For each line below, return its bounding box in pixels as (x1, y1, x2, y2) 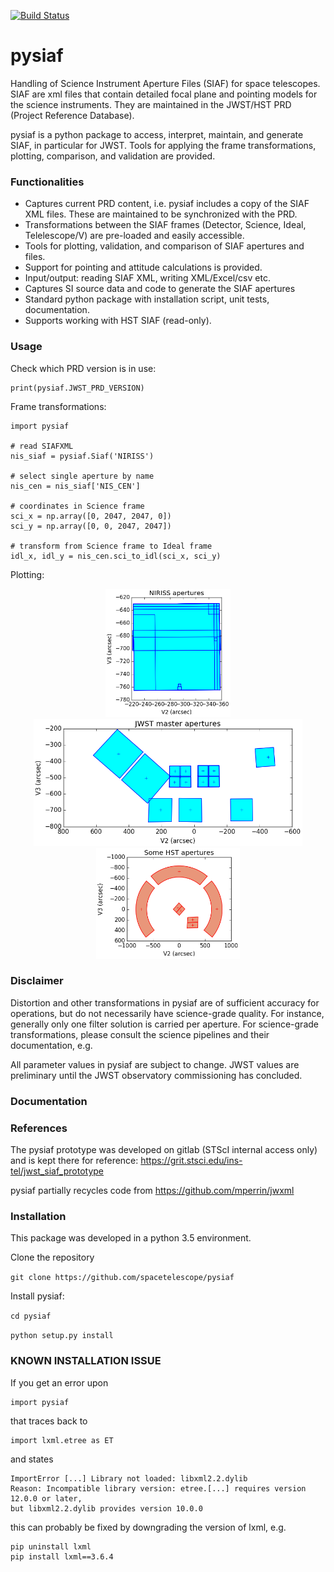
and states (10, 1453, 54, 1465)
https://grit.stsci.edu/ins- (140, 1155, 243, 1167)
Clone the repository (10, 1251, 95, 1264)
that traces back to (10, 1415, 88, 1427)
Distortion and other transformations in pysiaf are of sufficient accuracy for (10, 996, 320, 1009)
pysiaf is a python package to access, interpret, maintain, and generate (10, 128, 304, 140)
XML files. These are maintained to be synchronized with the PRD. (24, 208, 298, 220)
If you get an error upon (10, 1376, 109, 1389)
